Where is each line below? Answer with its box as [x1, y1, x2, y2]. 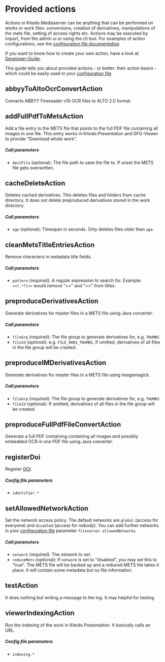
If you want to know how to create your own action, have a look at [5, 50, 139, 56]
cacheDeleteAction [5, 179, 66, 187]
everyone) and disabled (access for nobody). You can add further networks [5, 522, 159, 529]
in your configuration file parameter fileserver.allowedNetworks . [5, 528, 137, 534]
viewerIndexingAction [5, 609, 75, 618]
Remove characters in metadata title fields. [5, 254, 92, 260]
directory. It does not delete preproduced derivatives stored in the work [5, 197, 150, 203]
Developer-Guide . [5, 55, 41, 61]
